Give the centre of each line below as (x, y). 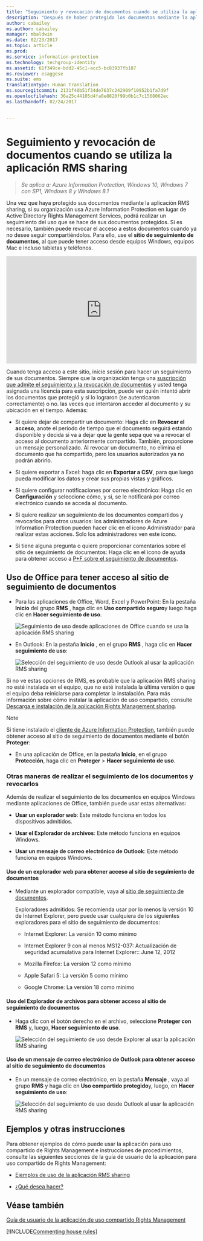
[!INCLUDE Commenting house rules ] (52, 1232)
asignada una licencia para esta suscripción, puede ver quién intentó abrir (98, 391)
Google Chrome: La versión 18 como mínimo (79, 987)
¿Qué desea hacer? (39, 1186)
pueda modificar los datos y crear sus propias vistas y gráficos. (94, 479)
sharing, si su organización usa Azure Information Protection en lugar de (96, 209)
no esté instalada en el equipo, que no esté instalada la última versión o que (101, 687)
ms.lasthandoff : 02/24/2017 (42, 102)
